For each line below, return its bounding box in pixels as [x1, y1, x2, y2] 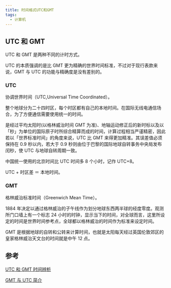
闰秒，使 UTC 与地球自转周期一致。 [5, 147, 80, 153]
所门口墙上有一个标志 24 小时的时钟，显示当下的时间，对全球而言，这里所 [5, 212, 161, 218]
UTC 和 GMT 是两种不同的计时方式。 [5, 51, 82, 58]
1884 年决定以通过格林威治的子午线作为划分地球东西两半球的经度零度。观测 [5, 205, 164, 212]
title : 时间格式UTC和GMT [5, 7, 54, 13]
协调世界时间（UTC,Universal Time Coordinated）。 [5, 94, 113, 100]
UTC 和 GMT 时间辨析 [5, 266, 51, 272]
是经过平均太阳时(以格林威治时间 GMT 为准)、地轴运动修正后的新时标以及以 [5, 122, 164, 128]
